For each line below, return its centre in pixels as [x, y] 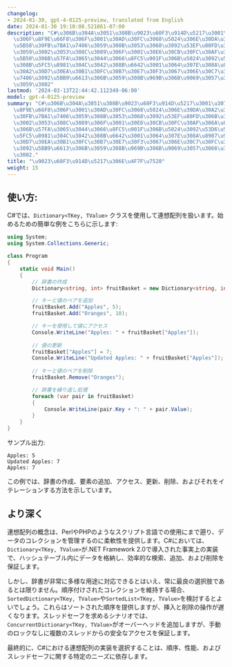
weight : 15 [23, 168]
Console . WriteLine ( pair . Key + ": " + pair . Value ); [118, 409]
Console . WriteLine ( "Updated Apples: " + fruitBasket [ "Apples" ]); [128, 358]
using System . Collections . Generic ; [58, 244]
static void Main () [48, 269]
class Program [28, 256]
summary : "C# [26, 104]
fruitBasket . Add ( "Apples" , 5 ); [77, 307]
